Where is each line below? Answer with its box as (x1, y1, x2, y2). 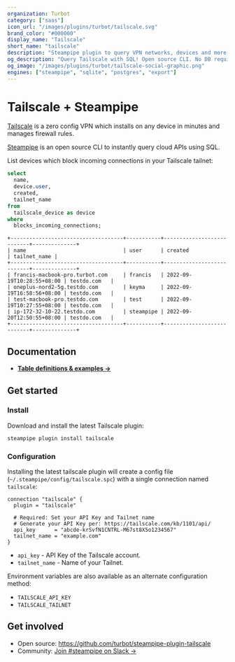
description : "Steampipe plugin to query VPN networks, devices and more (7, 50, 227, 57)
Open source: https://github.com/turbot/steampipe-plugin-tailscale (17, 639, 211, 647)
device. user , (13, 183, 52, 190)
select (7, 170, 27, 177)
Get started (7, 384, 58, 396)
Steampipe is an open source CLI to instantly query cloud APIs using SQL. (7, 143, 220, 151)
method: (7, 579, 31, 588)
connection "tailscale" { (7, 495, 83, 502)
